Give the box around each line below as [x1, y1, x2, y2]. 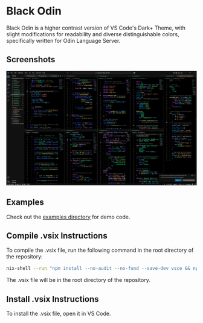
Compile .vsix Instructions [6, 231, 108, 241]
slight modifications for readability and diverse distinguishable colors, [6, 30, 179, 37]
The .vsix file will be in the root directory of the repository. [6, 277, 151, 284]
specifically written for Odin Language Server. [6, 37, 121, 44]
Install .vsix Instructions [6, 294, 99, 304]
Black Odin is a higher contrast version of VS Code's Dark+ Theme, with [6, 24, 186, 31]
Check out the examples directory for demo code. [6, 213, 130, 220]
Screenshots [6, 54, 56, 65]
